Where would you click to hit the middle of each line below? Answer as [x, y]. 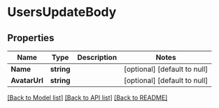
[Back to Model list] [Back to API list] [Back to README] [87, 98]
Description [97, 57]
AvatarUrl [27, 80]
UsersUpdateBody [62, 12]
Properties [31, 38]
